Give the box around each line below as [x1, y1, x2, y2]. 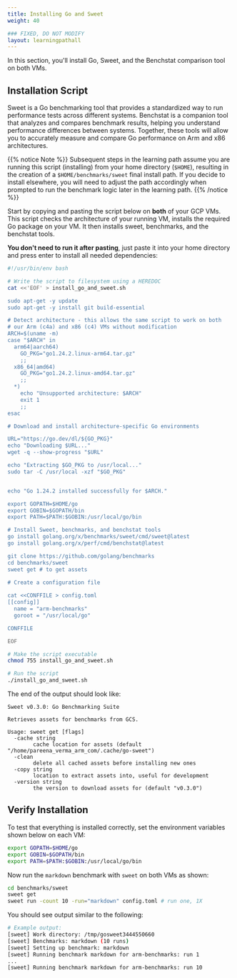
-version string [14, 779, 62, 786]
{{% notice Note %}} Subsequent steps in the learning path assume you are [7, 155, 231, 164]
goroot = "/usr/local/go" [14, 612, 91, 619]
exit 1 [20, 396, 40, 403]
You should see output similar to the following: [7, 911, 144, 919]
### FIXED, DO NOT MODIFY [7, 30, 84, 37]
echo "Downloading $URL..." [7, 442, 91, 450]
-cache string [14, 735, 56, 742]
